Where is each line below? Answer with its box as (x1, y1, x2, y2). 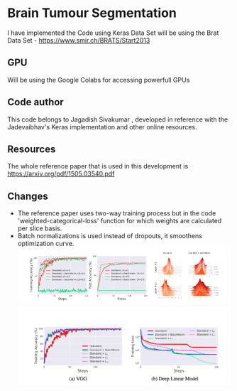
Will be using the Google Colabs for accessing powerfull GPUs (7, 75, 190, 84)
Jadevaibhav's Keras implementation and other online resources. (7, 122, 197, 131)
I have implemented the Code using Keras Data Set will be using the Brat (7, 28, 219, 37)
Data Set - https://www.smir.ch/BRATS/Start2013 (7, 36, 150, 44)
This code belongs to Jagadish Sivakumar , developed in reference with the (7, 115, 228, 124)
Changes (7, 190, 48, 202)
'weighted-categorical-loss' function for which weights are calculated (17, 217, 222, 225)
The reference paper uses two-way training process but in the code (17, 209, 216, 218)
